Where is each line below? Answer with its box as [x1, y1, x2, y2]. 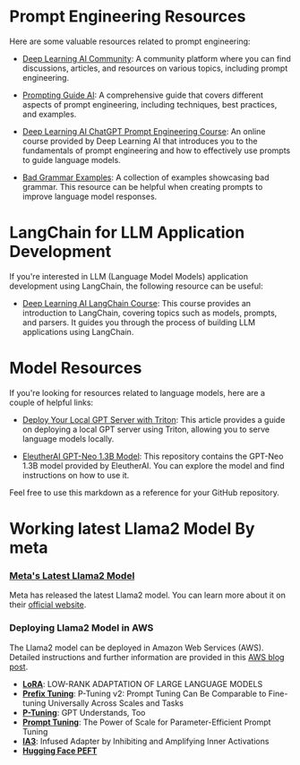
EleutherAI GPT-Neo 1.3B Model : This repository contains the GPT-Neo [21, 451, 284, 461]
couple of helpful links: [9, 397, 94, 408]
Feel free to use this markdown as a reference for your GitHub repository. [9, 486, 280, 498]
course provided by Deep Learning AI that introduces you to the [21, 135, 258, 146]
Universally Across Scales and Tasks [47, 697, 184, 709]
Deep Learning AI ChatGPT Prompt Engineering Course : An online [21, 125, 266, 136]
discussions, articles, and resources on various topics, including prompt [21, 63, 288, 73]
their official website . [9, 599, 87, 610]
